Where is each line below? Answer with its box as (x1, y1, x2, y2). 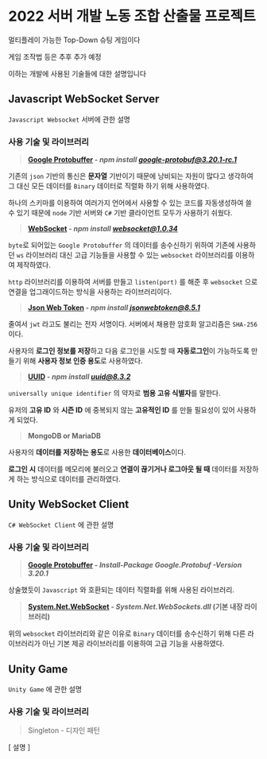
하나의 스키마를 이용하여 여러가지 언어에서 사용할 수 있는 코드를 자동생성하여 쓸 (8, 198, 253, 207)
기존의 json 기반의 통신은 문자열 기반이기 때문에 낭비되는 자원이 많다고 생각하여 (8, 172, 254, 181)
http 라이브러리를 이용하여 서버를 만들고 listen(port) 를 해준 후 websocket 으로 (8, 277, 258, 287)
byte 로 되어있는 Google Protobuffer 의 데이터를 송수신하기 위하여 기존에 (8, 240, 235, 250)
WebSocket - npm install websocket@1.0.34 (27, 224, 179, 234)
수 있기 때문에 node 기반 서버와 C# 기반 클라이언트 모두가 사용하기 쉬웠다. (8, 208, 233, 218)
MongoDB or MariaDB (27, 431, 102, 441)
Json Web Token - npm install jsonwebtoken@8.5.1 (27, 303, 200, 312)
